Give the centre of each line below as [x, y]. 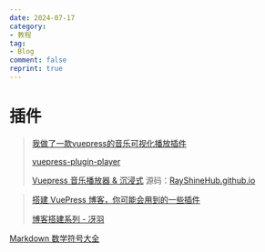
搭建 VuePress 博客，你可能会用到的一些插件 [116, 199]
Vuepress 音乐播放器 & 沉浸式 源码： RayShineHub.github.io [143, 180]
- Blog [22, 52]
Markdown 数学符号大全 [55, 238]
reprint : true [36, 69]
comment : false [38, 60]
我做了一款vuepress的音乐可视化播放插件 [109, 143]
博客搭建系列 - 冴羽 [68, 218]
